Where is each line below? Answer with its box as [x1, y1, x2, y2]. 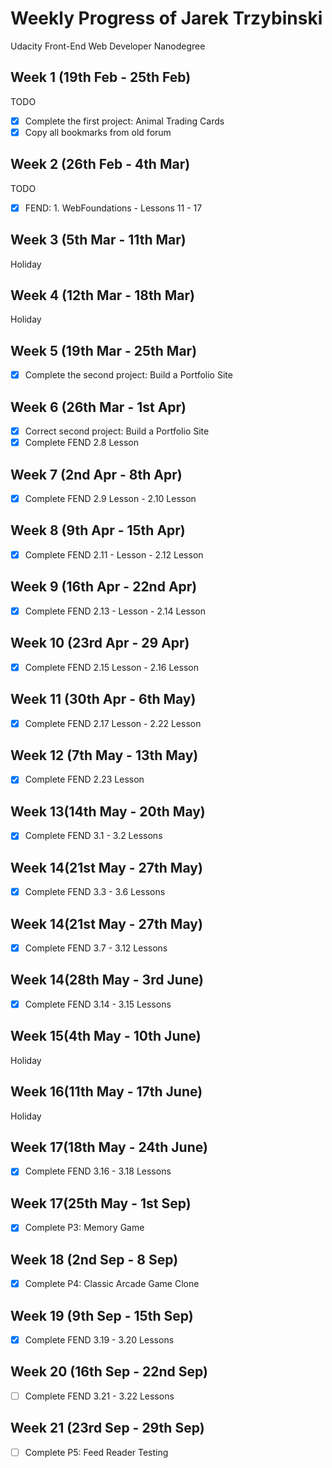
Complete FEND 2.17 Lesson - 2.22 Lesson [24, 717, 202, 729]
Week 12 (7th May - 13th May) [10, 747, 199, 764]
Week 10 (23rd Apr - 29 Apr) [10, 635, 190, 652]
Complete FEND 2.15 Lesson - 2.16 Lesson [24, 661, 199, 673]
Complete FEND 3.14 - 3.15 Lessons [24, 998, 172, 1010]
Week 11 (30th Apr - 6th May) [10, 691, 197, 708]
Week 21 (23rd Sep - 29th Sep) [10, 1420, 205, 1437]
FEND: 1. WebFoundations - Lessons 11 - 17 [24, 202, 203, 214]
